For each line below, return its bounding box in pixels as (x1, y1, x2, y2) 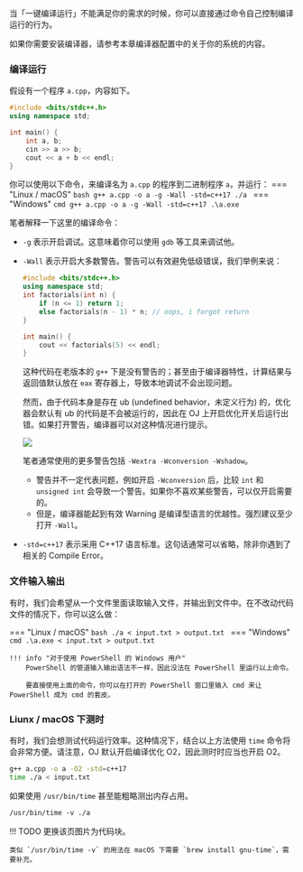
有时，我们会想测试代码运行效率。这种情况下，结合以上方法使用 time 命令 (9, 735, 283, 746)
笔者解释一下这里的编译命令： (9, 218, 120, 228)
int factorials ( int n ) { (22, 291, 116, 300)
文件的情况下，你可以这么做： (9, 608, 120, 619)
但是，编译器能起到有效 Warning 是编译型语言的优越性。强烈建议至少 (35, 508, 293, 519)
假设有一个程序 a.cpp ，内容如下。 (9, 85, 135, 97)
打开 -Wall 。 (35, 520, 83, 531)
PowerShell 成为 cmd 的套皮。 (9, 690, 115, 700)
